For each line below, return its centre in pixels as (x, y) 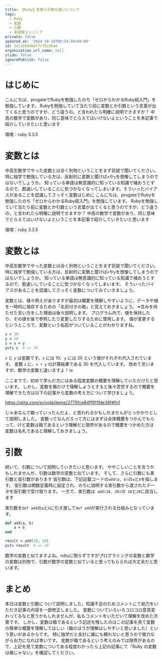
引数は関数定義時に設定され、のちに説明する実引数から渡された (83, 485)
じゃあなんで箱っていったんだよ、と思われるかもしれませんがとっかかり (77, 412)
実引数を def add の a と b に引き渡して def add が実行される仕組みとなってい (78, 508)
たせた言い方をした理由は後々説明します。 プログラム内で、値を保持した (78, 313)
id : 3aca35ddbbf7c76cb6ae (31, 46)
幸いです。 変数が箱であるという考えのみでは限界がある (95, 640)
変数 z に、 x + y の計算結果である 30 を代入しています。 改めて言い (82, 364)
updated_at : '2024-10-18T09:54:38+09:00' (48, 42)
